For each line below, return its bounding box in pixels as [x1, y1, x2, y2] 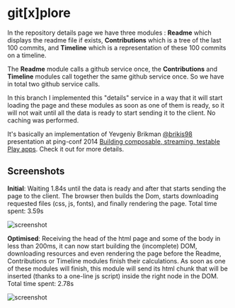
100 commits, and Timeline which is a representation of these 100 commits [7, 43, 227, 52]
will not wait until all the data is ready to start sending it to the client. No [7, 108, 216, 117]
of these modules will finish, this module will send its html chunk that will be [7, 264, 228, 273]
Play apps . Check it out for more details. [7, 144, 125, 153]
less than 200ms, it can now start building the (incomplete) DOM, [7, 241, 197, 250]
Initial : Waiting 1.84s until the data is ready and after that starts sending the [7, 184, 227, 193]
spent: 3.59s [7, 207, 44, 215]
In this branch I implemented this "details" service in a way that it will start [7, 93, 223, 102]
